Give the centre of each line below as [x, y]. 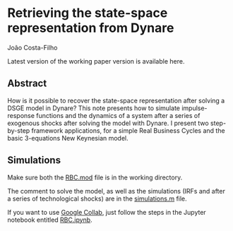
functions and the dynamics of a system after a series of [118, 115]
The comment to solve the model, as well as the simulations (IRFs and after [116, 191]
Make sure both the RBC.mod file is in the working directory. [95, 177]
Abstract [27, 84]
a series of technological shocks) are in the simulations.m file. [97, 199]
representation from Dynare [91, 28]
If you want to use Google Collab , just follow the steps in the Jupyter [107, 212]
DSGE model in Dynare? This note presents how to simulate [94, 108]
